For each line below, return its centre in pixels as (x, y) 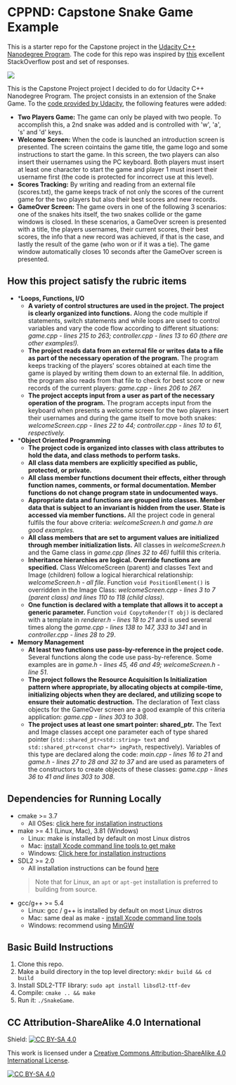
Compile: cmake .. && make (57, 993)
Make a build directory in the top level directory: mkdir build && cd (114, 972)
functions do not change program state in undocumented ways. (123, 493)
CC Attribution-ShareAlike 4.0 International (104, 1022)
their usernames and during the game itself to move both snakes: (122, 418)
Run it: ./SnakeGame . (46, 1001)
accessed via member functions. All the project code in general (122, 515)
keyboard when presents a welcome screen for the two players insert (128, 410)
